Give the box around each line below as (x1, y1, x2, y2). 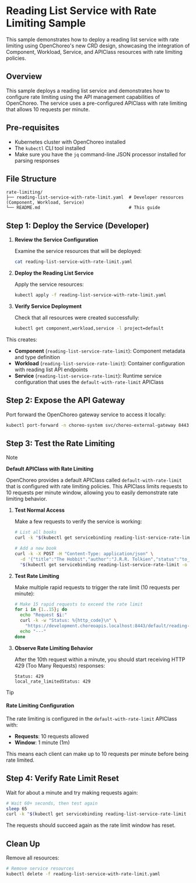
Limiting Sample (6, 16, 86, 30)
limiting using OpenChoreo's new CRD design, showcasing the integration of (6, 42, 190, 49)
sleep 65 (6, 806, 27, 812)
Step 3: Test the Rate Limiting (6, 438, 116, 449)
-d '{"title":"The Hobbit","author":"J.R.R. (20, 556, 130, 562)
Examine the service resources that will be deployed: (14, 248, 142, 255)
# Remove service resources (6, 865, 75, 872)
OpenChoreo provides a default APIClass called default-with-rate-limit (6, 477, 182, 484)
